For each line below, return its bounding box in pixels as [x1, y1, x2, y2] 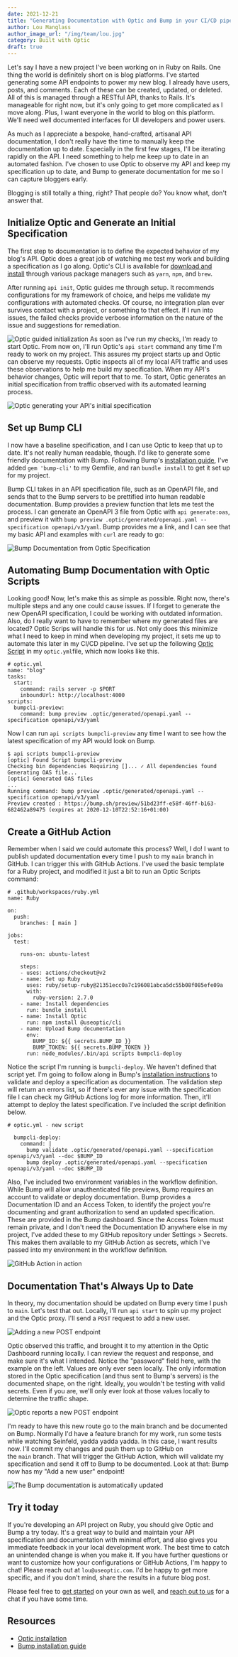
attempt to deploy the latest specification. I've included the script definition [7, 1101, 227, 1109]
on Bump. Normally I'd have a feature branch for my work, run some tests [7, 1430, 222, 1438]
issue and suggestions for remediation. [7, 320, 122, 329]
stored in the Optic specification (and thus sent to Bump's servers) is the [7, 1372, 220, 1381]
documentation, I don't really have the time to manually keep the [7, 137, 195, 146]
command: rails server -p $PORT [20, 686, 115, 693]
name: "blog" [7, 667, 46, 674]
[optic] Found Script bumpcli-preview [7, 757, 122, 764]
